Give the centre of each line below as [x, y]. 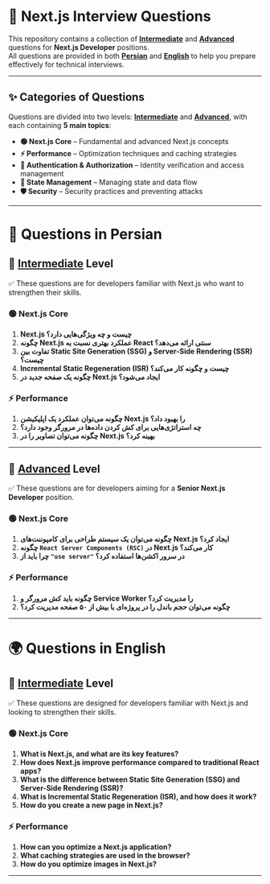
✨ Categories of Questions [76, 97]
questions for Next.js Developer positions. [79, 47]
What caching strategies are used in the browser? [105, 856]
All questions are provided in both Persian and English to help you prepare [132, 56]
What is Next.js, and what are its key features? [99, 754]
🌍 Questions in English [87, 648]
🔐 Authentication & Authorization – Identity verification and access [132, 165]
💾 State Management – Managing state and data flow [109, 182]
